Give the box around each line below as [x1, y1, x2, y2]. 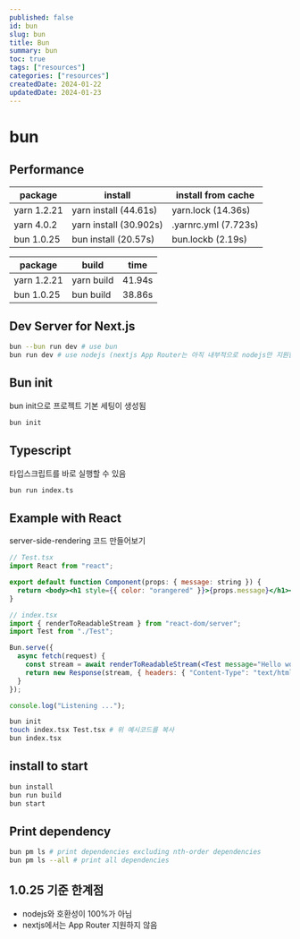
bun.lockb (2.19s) [171, 233, 248, 245]
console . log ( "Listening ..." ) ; [9, 701, 126, 710]
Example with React [9, 510, 122, 525]
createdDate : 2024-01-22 [9, 80, 102, 89]
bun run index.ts [9, 485, 74, 495]
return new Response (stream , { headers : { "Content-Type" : [25, 668, 250, 677]
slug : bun [9, 30, 46, 38]
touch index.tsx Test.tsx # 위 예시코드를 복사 [9, 726, 175, 735]
